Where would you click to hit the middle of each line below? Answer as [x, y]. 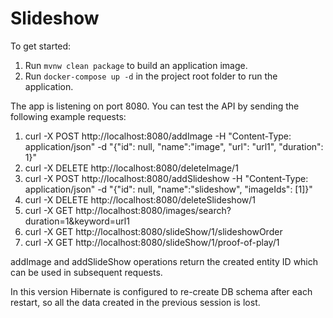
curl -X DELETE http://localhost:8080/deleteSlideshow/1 [140, 199]
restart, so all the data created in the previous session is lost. [135, 302]
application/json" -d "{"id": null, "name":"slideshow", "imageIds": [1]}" [168, 189]
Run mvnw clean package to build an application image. [136, 65]
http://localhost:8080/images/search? [153, 210]
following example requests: [68, 116]
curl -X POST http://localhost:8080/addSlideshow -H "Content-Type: [166, 178]
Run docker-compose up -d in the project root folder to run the [151, 76]
